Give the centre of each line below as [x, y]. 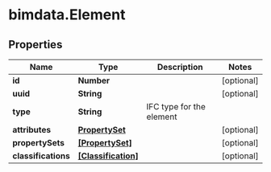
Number [94, 80]
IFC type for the [176, 106]
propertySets [39, 143]
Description [180, 67]
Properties [35, 45]
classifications [41, 156]
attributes [31, 130]
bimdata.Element [67, 15]
